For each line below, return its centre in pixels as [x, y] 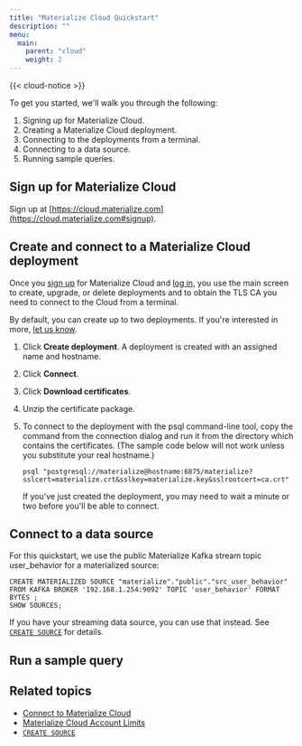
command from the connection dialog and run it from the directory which [158, 435]
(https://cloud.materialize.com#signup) [82, 219]
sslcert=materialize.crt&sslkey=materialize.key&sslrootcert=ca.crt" [156, 480]
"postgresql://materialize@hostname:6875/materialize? [148, 471]
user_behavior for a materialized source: [84, 565]
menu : [19, 34]
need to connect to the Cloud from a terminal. [94, 302]
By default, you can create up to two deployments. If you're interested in [144, 319]
